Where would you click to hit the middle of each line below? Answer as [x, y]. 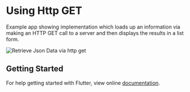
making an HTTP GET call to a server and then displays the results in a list [95, 33]
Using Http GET [44, 11]
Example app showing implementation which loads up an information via [93, 27]
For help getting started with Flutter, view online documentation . [83, 83]
